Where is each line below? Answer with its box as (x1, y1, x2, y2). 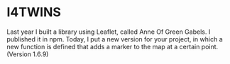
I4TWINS (6, 4, 62, 20)
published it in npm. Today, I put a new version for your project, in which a (6, 34, 223, 43)
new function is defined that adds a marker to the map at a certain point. (6, 42, 219, 51)
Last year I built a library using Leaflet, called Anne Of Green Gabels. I (6, 27, 211, 36)
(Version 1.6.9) (6, 50, 49, 58)
